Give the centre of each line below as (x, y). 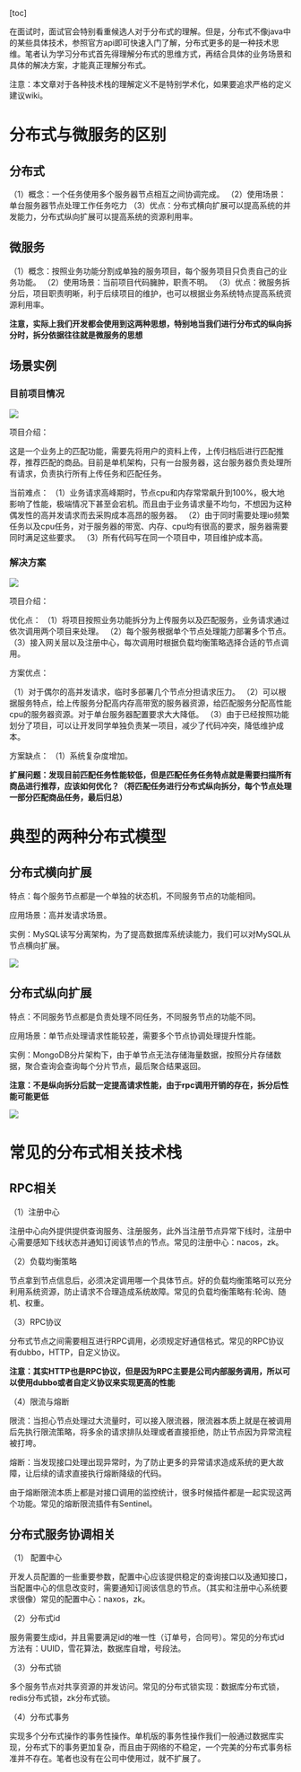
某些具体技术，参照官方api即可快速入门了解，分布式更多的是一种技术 (144, 43)
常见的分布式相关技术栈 (96, 1152)
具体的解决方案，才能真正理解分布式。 (80, 65)
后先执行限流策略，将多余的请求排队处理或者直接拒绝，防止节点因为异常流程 (150, 1432)
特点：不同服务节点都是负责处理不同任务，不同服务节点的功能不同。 (135, 1016)
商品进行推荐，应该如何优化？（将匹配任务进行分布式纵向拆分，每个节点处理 (150, 785)
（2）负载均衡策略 (43, 1261)
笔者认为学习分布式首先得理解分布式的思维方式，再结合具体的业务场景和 (158, 54)
